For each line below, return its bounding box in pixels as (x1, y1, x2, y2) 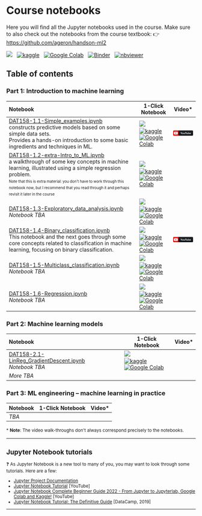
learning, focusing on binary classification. (8, 246, 114, 253)
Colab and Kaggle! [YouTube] (13, 494, 75, 500)
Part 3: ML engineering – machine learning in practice (6, 389, 166, 397)
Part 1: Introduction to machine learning (6, 87, 124, 95)
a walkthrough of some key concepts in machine (8, 158, 129, 165)
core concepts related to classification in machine (8, 240, 132, 247)
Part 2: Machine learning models (6, 320, 103, 328)
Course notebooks (6, 4, 101, 17)
